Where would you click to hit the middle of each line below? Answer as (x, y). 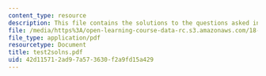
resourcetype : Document (47, 45)
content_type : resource (47, 15)
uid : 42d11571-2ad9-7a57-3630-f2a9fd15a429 (81, 60)
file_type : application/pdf (55, 38)
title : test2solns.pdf (46, 52)
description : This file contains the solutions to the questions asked (129, 23)
